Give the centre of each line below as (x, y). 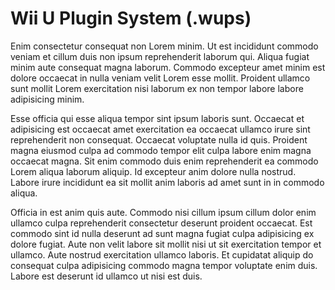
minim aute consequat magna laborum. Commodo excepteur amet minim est (168, 67)
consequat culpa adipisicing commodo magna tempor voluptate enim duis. (164, 265)
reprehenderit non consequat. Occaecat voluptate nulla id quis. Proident (159, 139)
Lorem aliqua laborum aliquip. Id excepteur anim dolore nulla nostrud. (153, 171)
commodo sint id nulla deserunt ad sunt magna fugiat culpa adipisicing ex (162, 233)
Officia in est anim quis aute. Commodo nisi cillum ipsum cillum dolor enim (163, 212)
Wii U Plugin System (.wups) (131, 18)
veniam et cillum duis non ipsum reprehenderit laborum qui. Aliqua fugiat (160, 56)
